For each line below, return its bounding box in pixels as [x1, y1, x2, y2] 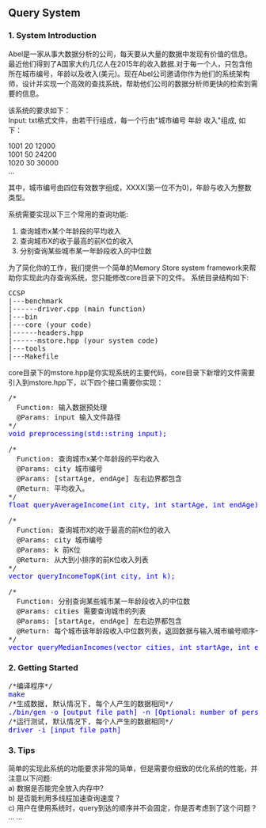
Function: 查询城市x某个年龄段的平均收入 [16, 454, 160, 463]
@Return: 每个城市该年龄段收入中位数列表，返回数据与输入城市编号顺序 [16, 626, 256, 636]
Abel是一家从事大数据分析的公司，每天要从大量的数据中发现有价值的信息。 [8, 49, 252, 59]
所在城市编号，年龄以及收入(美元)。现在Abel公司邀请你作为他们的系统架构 [8, 69, 250, 78]
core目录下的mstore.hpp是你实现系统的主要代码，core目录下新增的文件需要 [8, 367, 256, 377]
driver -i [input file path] [8, 725, 121, 735]
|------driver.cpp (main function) [8, 304, 146, 313]
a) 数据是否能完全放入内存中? [8, 784, 104, 793]
